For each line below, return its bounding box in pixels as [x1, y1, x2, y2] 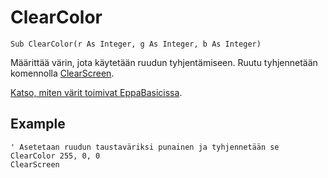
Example [10, 116, 66, 133]
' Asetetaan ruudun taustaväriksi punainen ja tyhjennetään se [10, 142, 280, 152]
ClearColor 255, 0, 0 [10, 151, 101, 161]
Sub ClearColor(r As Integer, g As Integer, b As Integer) [10, 39, 262, 49]
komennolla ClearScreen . [10, 67, 115, 79]
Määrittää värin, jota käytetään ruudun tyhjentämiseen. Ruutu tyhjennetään [10, 56, 318, 68]
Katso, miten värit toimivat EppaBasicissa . [10, 86, 183, 98]
